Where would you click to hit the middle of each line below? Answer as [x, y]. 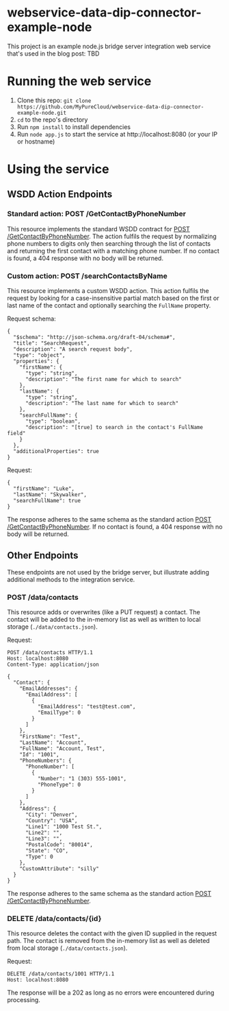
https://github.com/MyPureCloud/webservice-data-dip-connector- [110, 107]
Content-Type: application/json [53, 665]
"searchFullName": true [47, 501]
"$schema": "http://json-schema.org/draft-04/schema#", [94, 338]
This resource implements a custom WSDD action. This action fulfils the [108, 291]
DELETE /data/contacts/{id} [54, 919]
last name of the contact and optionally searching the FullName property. [109, 305]
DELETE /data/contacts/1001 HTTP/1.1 [61, 974]
